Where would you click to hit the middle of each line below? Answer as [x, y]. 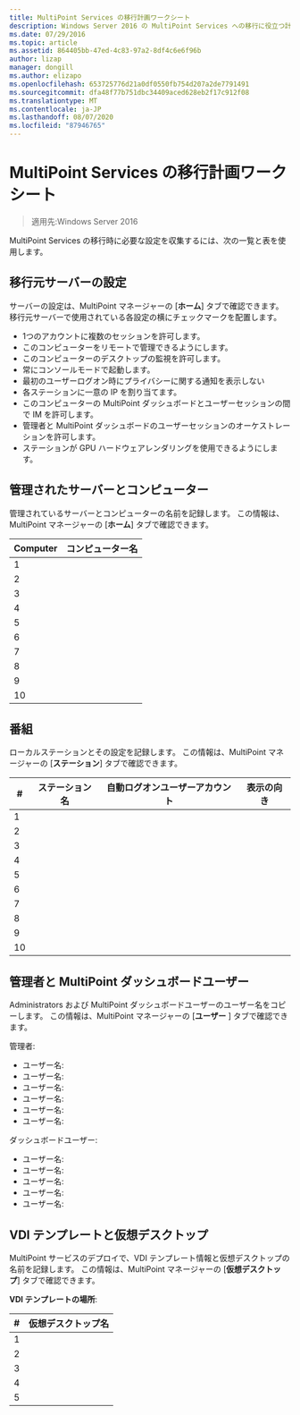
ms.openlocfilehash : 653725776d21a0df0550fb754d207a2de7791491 [129, 84]
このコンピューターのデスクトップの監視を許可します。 [124, 358]
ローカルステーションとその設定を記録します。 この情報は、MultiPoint [137, 752]
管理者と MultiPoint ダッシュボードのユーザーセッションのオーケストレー [156, 425]
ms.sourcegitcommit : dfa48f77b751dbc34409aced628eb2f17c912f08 [129, 92]
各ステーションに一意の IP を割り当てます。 [101, 392]
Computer [36, 548]
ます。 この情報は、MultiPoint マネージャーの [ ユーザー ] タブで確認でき [156, 1016]
